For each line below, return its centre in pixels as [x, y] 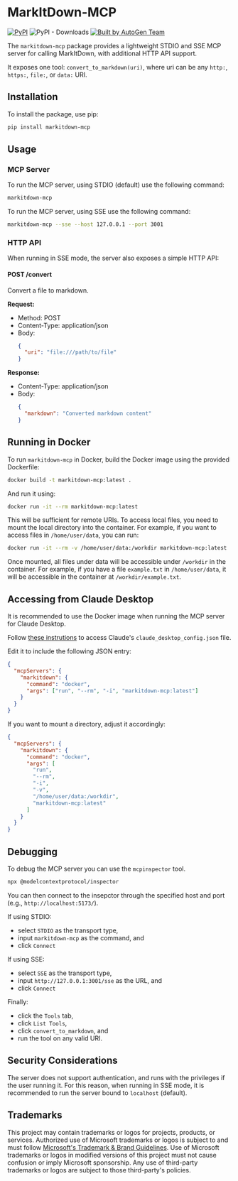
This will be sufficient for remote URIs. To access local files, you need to [113, 520]
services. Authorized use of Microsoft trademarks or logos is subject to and [118, 1140]
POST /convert [29, 274]
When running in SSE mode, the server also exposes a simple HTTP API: [113, 258]
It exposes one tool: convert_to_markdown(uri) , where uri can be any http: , [118, 67]
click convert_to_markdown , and [63, 1030]
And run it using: [32, 494]
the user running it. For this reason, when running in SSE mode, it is [106, 1085]
